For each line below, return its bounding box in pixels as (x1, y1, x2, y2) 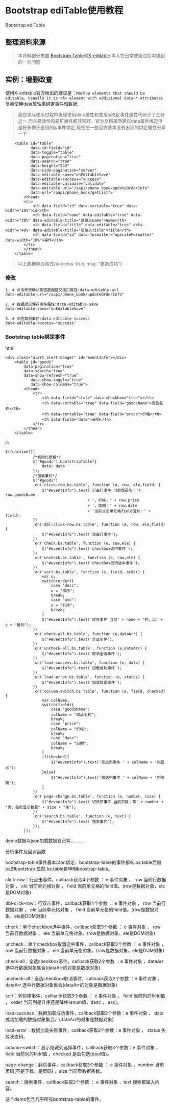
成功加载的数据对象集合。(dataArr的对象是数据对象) (5, 1017, 114, 1023)
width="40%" (5, 228, 31, 233)
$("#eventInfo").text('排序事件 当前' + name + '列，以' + (41, 617, 163, 622)
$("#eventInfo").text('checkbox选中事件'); (41, 546, 133, 551)
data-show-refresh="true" (23, 373, 79, 378)
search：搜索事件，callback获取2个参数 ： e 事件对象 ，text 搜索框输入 (5, 1079, 156, 1085)
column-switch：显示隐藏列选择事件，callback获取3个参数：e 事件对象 (5, 1045, 155, 1051)
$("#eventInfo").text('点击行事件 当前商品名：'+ (41, 488, 141, 493)
